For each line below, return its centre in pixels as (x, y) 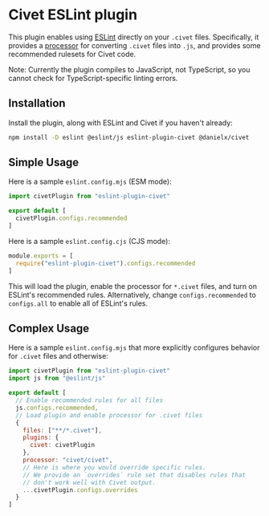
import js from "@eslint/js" (57, 379)
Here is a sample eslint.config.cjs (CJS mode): (90, 241)
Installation (37, 103)
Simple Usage (44, 163)
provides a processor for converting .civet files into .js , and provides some (134, 45)
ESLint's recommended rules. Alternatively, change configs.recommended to (132, 295)
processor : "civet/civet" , (68, 460)
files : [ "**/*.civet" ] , (63, 430)
